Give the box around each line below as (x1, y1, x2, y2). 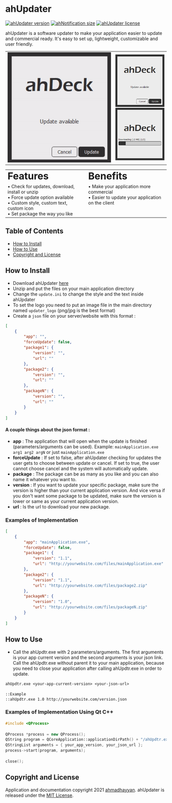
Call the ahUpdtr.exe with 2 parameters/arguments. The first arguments (12, 649, 164, 655)
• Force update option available (7, 194, 74, 200)
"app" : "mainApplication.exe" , (24, 539, 91, 545)
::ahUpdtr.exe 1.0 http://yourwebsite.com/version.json (5, 697, 127, 702)
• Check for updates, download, (7, 183, 75, 189)
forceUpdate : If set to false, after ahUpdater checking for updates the (12, 454, 161, 461)
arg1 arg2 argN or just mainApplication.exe (12, 449, 105, 455)
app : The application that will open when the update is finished (12, 438, 147, 444)
